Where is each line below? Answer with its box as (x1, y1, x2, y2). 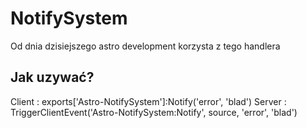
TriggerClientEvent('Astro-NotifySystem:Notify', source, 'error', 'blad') (10, 106, 298, 118)
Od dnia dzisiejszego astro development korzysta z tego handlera (10, 40, 281, 52)
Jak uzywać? (10, 69, 95, 86)
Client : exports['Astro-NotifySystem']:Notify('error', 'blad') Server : (10, 95, 287, 107)
